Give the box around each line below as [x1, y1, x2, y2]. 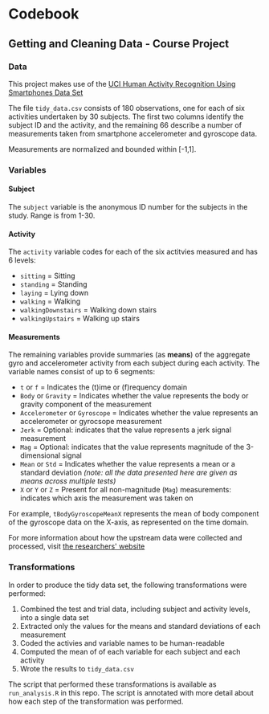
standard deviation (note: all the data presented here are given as [19, 467, 238, 478]
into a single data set [19, 612, 90, 622]
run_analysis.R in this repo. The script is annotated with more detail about [8, 687, 255, 697]
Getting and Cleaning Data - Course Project [8, 37, 230, 51]
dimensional [19, 451, 61, 460]
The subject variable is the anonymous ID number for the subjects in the [8, 202, 248, 211]
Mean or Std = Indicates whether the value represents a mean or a [19, 459, 235, 469]
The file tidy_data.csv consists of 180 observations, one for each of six [8, 103, 245, 112]
